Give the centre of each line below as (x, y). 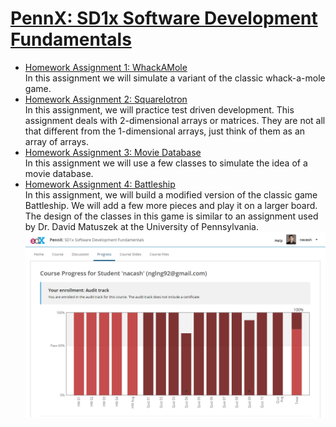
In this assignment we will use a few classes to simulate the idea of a (166, 163)
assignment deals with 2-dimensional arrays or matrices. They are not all (175, 120)
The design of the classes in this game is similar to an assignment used (171, 216)
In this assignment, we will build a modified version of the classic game (171, 194)
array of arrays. (56, 141)
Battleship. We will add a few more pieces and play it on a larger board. (171, 205)
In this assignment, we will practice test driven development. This (159, 109)
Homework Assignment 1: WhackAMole (106, 67)
